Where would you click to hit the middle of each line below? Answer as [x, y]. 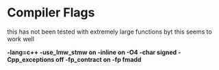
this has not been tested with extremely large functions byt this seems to [109, 32]
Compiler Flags [51, 13]
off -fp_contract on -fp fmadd [99, 59]
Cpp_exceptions [31, 59]
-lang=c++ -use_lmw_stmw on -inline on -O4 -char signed [92, 52]
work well [21, 38]
